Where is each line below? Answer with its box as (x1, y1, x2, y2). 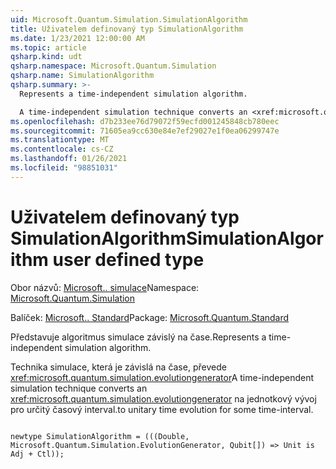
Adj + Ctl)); (10, 449, 65, 459)
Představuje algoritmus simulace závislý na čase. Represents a (10, 331, 267, 343)
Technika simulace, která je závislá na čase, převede (10, 361, 227, 373)
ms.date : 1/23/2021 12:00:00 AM (10, 33, 145, 43)
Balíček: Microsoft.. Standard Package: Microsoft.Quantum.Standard (10, 311, 290, 323)
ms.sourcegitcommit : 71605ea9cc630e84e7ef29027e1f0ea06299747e (10, 126, 280, 136)
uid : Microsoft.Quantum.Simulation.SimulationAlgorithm (10, 14, 248, 25)
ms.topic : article (10, 42, 87, 53)
